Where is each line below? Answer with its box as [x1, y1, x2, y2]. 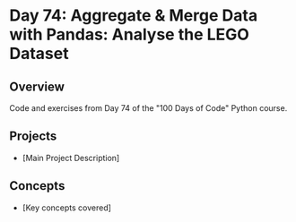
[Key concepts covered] [22, 202, 112, 213]
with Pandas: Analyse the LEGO [9, 24, 249, 45]
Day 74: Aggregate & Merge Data [9, 5, 258, 26]
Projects [9, 129, 57, 144]
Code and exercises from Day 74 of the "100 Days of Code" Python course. [9, 103, 288, 113]
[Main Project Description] [22, 152, 120, 163]
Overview [9, 79, 65, 94]
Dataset [9, 44, 69, 64]
